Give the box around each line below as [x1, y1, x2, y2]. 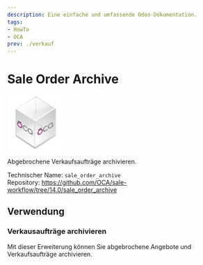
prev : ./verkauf [7, 40, 54, 48]
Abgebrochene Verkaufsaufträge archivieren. [7, 157, 137, 166]
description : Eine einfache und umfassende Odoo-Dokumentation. [7, 11, 197, 18]
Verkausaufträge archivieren [7, 227, 106, 236]
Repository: [7, 178, 40, 187]
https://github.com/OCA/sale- [41, 178, 127, 187]
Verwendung [7, 206, 65, 218]
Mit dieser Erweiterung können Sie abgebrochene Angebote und [7, 242, 192, 250]
